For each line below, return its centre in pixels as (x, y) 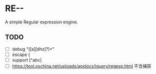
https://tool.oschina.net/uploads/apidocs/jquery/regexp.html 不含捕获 (82, 66)
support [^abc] (27, 60)
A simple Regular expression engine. (42, 22)
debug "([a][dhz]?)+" (33, 49)
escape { (21, 55)
